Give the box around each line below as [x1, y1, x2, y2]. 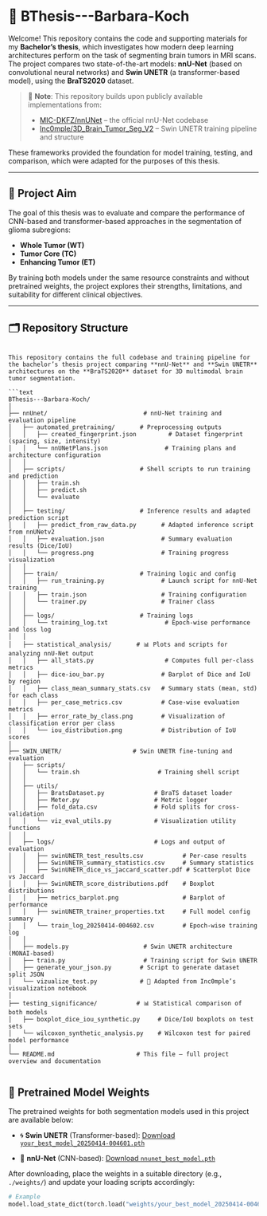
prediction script [8, 514, 69, 521]
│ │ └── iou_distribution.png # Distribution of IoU [8, 726, 237, 734]
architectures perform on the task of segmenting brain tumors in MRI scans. [8, 50, 257, 60]
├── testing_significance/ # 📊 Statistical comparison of [8, 999, 242, 1007]
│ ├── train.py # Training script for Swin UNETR [8, 956, 258, 964]
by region [8, 677, 41, 685]
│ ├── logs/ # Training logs [8, 612, 194, 620]
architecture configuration [8, 451, 102, 459]
